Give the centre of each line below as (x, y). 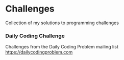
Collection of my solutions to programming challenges (62, 23)
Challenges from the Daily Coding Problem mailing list (62, 47)
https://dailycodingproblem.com (39, 52)
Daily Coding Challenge (35, 36)
